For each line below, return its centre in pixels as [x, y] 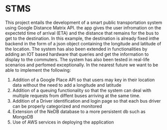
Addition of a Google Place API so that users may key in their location [83, 80]
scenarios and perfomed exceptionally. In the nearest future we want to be [82, 65]
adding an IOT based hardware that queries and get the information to [77, 54]
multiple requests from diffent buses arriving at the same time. [76, 96]
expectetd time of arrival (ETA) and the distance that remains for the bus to [82, 33]
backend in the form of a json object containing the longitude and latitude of [83, 43]
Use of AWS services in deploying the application [63, 122]
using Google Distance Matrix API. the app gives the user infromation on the [83, 27]
